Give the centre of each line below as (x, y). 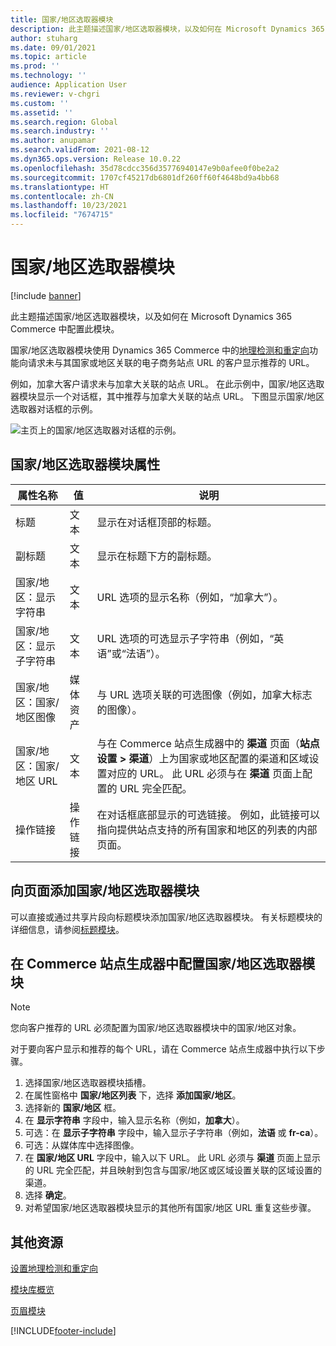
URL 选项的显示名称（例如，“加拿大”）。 (190, 597)
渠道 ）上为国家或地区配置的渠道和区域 (219, 758)
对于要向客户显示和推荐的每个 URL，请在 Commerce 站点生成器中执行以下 (163, 1049)
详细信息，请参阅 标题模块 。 (67, 929)
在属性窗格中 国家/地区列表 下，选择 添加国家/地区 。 (133, 1095)
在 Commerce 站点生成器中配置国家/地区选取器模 (163, 963)
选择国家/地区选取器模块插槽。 (88, 1083)
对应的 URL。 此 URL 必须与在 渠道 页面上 (204, 773)
